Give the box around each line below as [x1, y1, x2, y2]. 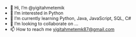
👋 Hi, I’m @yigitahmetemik [10, 5, 64, 10]
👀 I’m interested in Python [10, 10, 64, 16]
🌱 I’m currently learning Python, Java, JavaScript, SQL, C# [10, 15, 131, 21]
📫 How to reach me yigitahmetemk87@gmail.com [10, 26, 115, 32]
